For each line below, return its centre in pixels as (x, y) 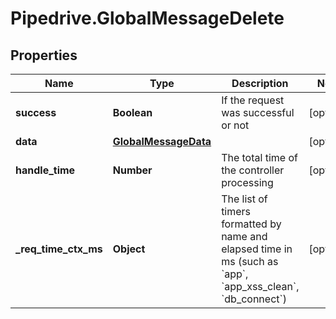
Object (129, 249)
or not (235, 125)
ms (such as (250, 261)
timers (236, 211)
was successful (258, 112)
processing (247, 182)
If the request (253, 100)
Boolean (132, 112)
